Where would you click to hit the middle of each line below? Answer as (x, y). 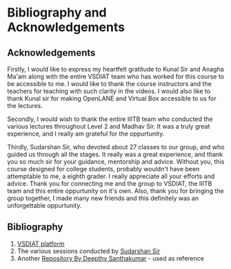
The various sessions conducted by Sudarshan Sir (89, 251)
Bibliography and (57, 13)
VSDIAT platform (41, 244)
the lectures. (25, 106)
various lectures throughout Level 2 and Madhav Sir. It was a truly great (109, 126)
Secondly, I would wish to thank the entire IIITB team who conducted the (110, 119)
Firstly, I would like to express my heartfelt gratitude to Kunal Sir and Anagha (115, 69)
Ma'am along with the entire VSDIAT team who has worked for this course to (115, 76)
